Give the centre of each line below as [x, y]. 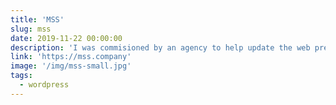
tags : [21, 76]
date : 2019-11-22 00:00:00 [66, 38]
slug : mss [31, 29]
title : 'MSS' [37, 19]
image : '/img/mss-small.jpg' [71, 66]
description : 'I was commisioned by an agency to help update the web [160, 47]
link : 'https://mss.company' [71, 57]
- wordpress [44, 85]
